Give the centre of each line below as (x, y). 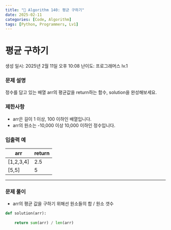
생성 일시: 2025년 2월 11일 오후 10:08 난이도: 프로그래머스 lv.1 (67, 66)
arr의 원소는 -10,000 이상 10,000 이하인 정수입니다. (64, 125)
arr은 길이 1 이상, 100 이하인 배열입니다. (52, 119)
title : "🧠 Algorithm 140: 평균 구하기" (45, 10)
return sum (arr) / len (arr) (44, 223)
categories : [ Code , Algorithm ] (38, 19)
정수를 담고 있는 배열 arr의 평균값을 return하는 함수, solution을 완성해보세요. (81, 93)
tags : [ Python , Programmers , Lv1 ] (42, 24)
